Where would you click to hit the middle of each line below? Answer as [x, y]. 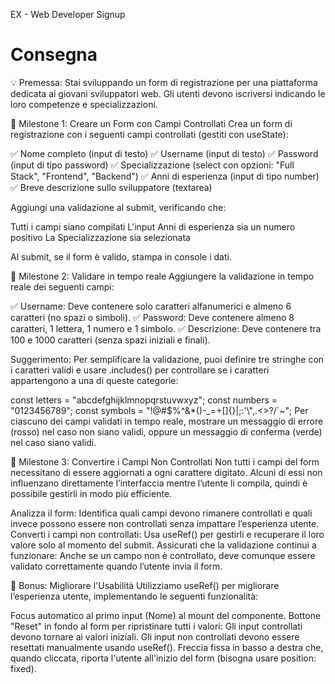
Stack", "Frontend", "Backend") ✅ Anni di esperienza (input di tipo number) [165, 176]
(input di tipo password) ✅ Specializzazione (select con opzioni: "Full [152, 165]
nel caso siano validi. [53, 442]
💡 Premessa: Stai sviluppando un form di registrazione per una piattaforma [164, 82]
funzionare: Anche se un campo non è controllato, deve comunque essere [163, 555]
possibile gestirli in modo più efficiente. [91, 493]
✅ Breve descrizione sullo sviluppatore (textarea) [111, 187]
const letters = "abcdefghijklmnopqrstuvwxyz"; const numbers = [144, 400]
